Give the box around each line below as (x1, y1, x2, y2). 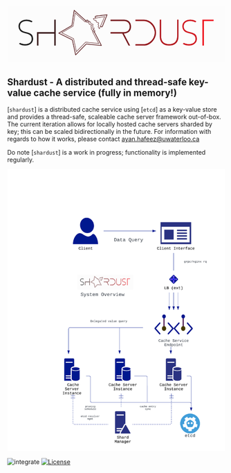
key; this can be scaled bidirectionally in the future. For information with (7, 128, 212, 136)
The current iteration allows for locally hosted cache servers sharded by (7, 120, 213, 128)
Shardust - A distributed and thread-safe (7, 76, 187, 88)
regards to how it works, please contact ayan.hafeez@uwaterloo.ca (7, 135, 200, 144)
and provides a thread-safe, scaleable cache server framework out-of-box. (7, 113, 221, 121)
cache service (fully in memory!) (33, 87, 178, 99)
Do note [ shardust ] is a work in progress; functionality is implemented (7, 148, 206, 157)
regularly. (7, 155, 35, 164)
